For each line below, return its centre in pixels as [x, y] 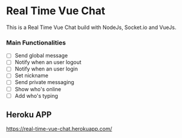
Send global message [41, 56]
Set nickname [31, 76]
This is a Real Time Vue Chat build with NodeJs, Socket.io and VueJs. [91, 27]
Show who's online [38, 89]
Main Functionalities [36, 43]
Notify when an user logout [48, 62]
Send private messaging [44, 82]
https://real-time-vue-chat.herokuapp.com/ [59, 129]
